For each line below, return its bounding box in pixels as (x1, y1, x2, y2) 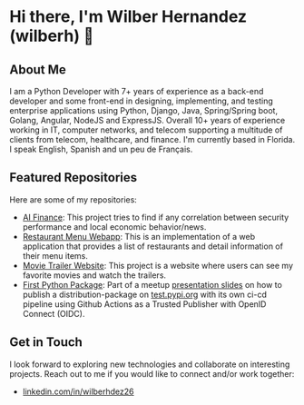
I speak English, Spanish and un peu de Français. (9, 143, 193, 154)
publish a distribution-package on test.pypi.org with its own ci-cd (22, 289, 268, 300)
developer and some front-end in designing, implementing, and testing (9, 95, 274, 106)
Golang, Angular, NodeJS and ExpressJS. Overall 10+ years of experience (9, 115, 286, 125)
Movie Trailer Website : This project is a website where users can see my (22, 260, 293, 271)
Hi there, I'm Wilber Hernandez (9, 6, 248, 27)
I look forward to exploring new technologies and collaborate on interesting (9, 359, 290, 370)
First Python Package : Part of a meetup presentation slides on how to (22, 279, 283, 290)
